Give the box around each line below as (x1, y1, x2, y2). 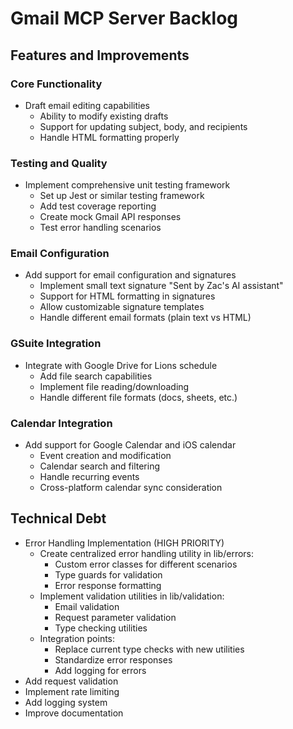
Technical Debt (10, 510, 107, 527)
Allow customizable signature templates (39, 301, 205, 313)
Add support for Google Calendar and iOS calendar (24, 439, 237, 451)
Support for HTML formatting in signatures (39, 290, 216, 302)
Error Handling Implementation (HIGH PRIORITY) (24, 537, 225, 549)
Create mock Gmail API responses (39, 211, 182, 223)
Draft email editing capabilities (24, 99, 150, 111)
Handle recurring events (39, 471, 140, 483)
